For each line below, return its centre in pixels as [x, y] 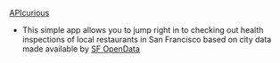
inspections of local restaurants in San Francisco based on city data [147, 39]
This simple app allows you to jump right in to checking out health [143, 30]
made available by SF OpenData [81, 49]
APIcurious [29, 13]
